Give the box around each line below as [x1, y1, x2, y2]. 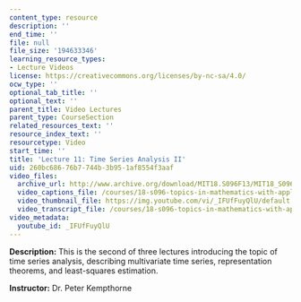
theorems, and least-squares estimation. [9, 265, 159, 276]
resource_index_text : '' [9, 130, 102, 139]
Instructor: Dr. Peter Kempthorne [9, 282, 133, 293]
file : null [9, 38, 50, 47]
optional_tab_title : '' [9, 88, 99, 97]
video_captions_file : [17, 188, 99, 197]
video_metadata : [9, 212, 70, 222]
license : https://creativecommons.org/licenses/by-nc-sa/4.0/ [9, 72, 246, 81]
